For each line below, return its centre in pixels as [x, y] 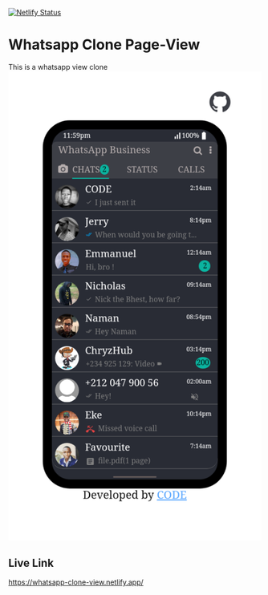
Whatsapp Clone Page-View [104, 45]
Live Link [31, 563]
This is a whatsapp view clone [58, 67]
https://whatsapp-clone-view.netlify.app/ [76, 582]
